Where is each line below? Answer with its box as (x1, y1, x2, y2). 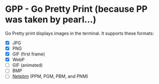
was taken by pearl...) (5, 14, 96, 25)
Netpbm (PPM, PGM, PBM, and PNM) (12, 73, 88, 80)
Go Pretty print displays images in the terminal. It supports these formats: (5, 30, 154, 36)
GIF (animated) (12, 62, 43, 68)
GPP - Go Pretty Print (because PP (5, 3, 148, 15)
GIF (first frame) (12, 51, 45, 57)
